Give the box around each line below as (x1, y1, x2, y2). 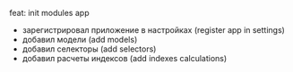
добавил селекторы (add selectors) (22, 44, 157, 54)
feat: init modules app (9, 8, 90, 18)
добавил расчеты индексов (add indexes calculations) (22, 53, 228, 63)
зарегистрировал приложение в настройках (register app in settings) (22, 25, 285, 35)
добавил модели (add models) (22, 35, 138, 44)
